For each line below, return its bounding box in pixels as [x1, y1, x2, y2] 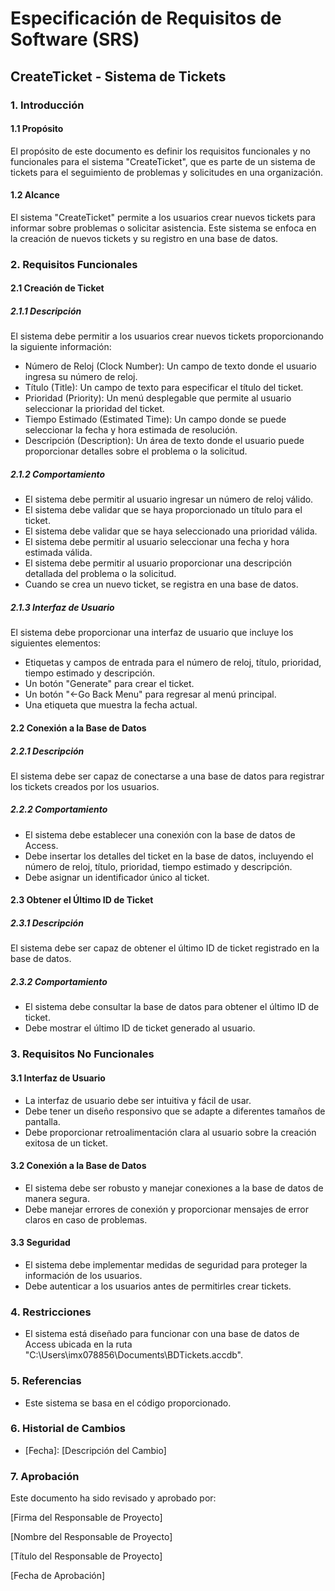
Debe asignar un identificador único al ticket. [24, 871, 210, 883]
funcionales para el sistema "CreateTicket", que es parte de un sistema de [10, 155, 316, 167]
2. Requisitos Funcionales [10, 257, 138, 271]
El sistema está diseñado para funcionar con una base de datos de [24, 1328, 300, 1340]
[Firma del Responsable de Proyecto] [10, 1512, 163, 1524]
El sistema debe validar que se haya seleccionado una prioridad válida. [24, 525, 318, 537]
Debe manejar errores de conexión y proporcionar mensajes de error [24, 1203, 309, 1215]
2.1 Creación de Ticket [10, 282, 105, 294]
